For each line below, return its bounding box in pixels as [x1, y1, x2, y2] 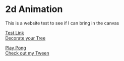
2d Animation [5, 3, 63, 15]
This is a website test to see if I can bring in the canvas [5, 20, 119, 26]
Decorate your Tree [5, 35, 46, 41]
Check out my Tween [5, 50, 49, 56]
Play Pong [5, 44, 26, 50]
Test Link [5, 29, 24, 35]
